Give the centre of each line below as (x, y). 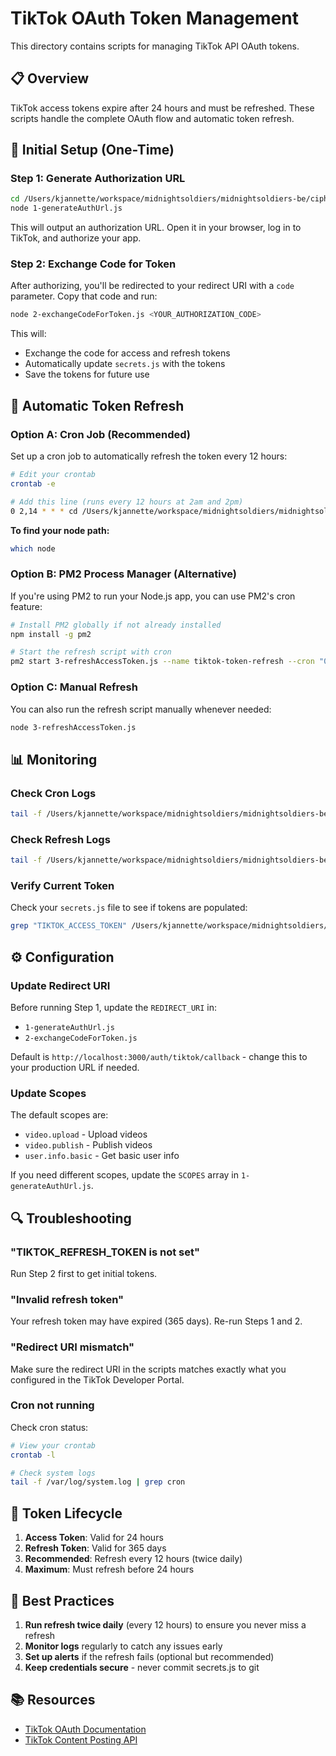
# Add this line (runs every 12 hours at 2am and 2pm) (127, 502)
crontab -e (33, 483)
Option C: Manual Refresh (74, 687)
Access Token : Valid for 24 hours (94, 1538)
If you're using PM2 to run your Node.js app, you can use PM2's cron (153, 596)
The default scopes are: (59, 1115)
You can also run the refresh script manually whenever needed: (141, 709)
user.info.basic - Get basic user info (102, 1156)
